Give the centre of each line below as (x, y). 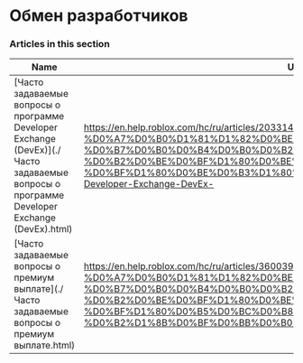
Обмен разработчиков (99, 16)
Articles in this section (60, 44)
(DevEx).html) (43, 229)
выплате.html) (45, 346)
